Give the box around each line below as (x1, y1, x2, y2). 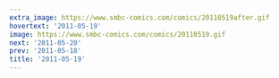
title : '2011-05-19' (9, 55, 87, 64)
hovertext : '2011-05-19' (9, 22, 102, 30)
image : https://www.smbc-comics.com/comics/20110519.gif (9, 30, 226, 39)
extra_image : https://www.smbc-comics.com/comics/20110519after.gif (9, 13, 270, 22)
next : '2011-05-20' (9, 38, 82, 48)
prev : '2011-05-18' (9, 47, 82, 56)
